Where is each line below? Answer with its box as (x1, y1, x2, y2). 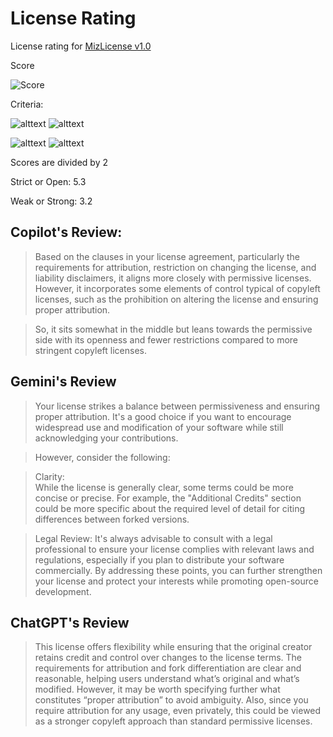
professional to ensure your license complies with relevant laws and (34, 543, 315, 555)
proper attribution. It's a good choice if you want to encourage (34, 410, 292, 422)
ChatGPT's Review (10, 614, 130, 631)
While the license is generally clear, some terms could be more (34, 481, 294, 493)
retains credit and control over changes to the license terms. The (34, 652, 303, 664)
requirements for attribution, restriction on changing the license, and (34, 261, 317, 273)
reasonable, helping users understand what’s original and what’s (34, 673, 300, 685)
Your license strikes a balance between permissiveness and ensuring (34, 400, 321, 412)
